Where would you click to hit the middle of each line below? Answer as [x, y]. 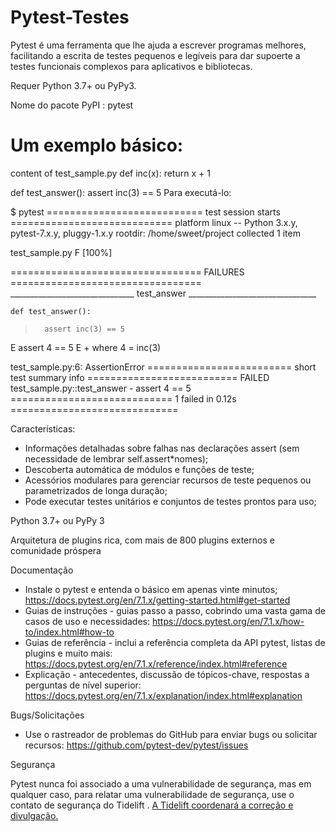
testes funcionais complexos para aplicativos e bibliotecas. [131, 66]
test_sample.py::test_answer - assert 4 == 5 [101, 388]
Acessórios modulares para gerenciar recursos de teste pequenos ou [168, 480]
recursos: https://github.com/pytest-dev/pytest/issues [136, 745]
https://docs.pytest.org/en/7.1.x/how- [228, 621]
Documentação [42, 570]
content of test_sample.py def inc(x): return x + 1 [110, 173]
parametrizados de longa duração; [96, 490]
